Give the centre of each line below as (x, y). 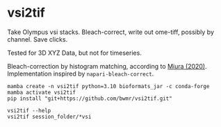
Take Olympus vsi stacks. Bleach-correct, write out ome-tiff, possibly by (110, 32)
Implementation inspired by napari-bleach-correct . (81, 74)
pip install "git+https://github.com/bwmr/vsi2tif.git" (90, 99)
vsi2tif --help (29, 110)
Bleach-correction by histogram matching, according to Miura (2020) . (107, 66)
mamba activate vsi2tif (42, 92)
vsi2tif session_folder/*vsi (49, 117)
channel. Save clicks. (38, 39)
